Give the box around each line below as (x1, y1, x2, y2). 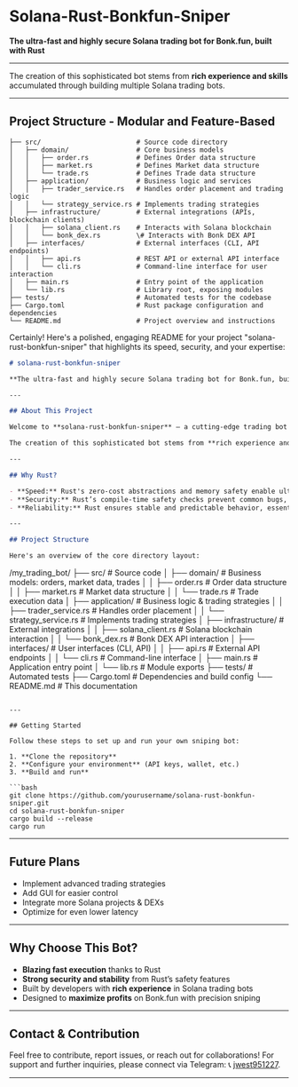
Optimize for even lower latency (21, 906, 139, 916)
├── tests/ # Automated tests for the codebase (9, 293, 272, 302)
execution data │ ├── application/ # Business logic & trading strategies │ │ (9, 596, 284, 606)
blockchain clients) (9, 215, 86, 224)
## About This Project (9, 407, 93, 416)
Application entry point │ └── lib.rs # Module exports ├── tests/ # (9, 662, 254, 672)
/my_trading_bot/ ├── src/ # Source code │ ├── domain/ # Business (9, 567, 262, 578)
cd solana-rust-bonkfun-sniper (9, 806, 125, 815)
